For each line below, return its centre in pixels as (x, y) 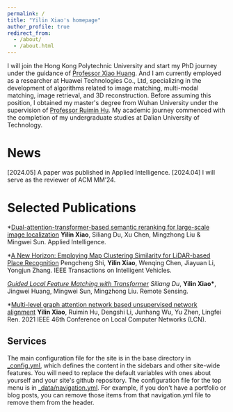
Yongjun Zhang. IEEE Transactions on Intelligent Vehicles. (89, 270)
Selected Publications (72, 208)
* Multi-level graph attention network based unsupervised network (103, 304)
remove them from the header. (51, 402)
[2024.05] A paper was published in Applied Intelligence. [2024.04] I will (111, 172)
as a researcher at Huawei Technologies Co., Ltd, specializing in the (104, 80)
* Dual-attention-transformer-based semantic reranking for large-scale (109, 227)
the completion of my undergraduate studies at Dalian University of (104, 118)
